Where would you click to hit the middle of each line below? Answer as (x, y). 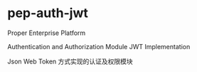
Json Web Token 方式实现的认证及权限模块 (70, 61)
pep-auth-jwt (48, 13)
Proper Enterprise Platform (47, 33)
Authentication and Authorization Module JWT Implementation (99, 46)
